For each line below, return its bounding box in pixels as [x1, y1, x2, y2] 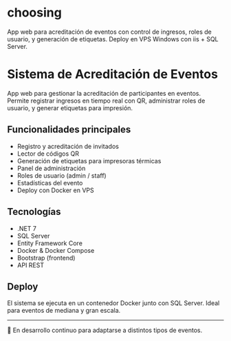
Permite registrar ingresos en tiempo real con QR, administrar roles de [7, 96, 206, 105]
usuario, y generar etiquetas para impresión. [7, 103, 133, 112]
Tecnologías [7, 206, 61, 218]
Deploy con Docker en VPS [16, 186, 94, 194]
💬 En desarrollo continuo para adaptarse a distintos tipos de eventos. [7, 326, 203, 335]
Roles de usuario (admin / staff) [16, 171, 107, 180]
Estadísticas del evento [16, 178, 83, 187]
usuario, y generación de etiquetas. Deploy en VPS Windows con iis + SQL [7, 34, 219, 43]
